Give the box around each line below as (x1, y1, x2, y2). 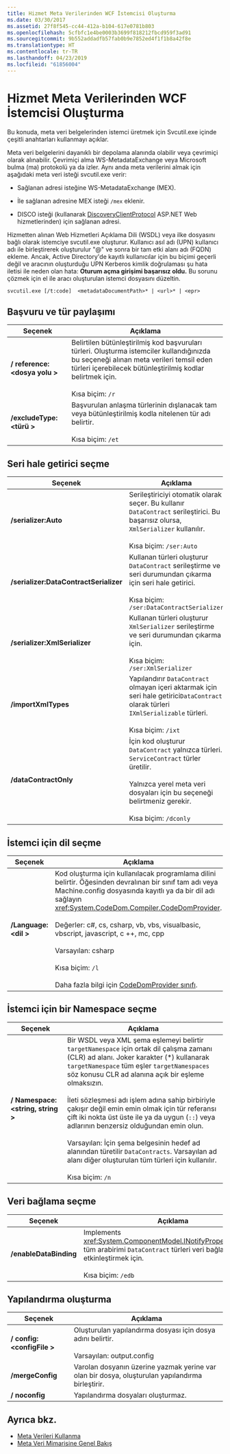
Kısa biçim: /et (71, 434, 119, 444)
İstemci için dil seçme (7, 837, 101, 848)
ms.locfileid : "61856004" (7, 61, 81, 68)
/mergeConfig (10, 1371, 57, 1381)
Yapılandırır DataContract (129, 674, 209, 684)
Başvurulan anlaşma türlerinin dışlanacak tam (71, 400, 218, 410)
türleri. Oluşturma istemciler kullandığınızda (71, 347, 211, 356)
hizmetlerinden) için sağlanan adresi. (16, 217, 121, 225)
